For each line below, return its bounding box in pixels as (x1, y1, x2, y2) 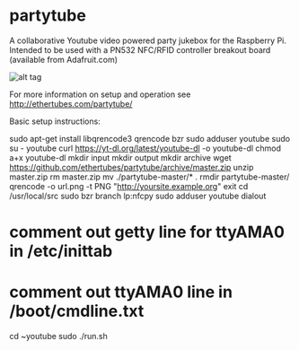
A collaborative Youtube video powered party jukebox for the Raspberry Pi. (9, 35, 287, 46)
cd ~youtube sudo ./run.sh (9, 331, 108, 342)
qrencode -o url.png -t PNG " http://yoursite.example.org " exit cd (9, 180, 249, 191)
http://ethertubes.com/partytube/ (9, 98, 133, 109)
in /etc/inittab (9, 241, 113, 261)
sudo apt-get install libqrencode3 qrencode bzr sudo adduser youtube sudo (9, 133, 290, 144)
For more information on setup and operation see (9, 89, 191, 100)
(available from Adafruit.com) (9, 54, 119, 65)
